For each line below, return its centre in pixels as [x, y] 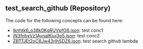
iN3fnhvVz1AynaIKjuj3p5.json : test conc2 [56, 35]
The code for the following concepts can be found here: [64, 20]
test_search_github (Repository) [58, 8]
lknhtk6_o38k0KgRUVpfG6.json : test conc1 [58, 30]
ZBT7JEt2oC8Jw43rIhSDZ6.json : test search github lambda [75, 41]
